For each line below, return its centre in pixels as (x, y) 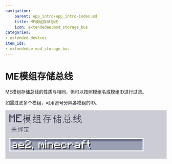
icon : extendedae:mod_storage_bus (51, 27)
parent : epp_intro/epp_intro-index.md (56, 16)
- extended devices (26, 38)
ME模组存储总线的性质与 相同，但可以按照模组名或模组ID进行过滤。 (76, 92)
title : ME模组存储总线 (36, 22)
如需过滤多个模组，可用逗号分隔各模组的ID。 (52, 102)
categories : (18, 33)
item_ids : (16, 44)
